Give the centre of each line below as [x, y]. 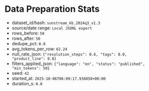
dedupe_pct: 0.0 [28, 43]
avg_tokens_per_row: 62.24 [40, 49]
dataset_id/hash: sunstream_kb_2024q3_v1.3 [56, 23]
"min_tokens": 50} [31, 68]
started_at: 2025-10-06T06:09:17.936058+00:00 [59, 78]
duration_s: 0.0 [27, 83]
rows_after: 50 [26, 38]
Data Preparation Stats [52, 9]
